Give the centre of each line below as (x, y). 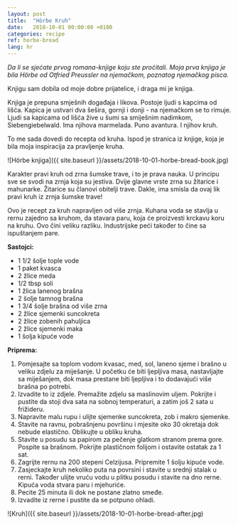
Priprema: (22, 350)
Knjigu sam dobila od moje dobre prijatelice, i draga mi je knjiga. (101, 89)
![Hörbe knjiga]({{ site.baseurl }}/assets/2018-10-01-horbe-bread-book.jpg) (118, 160)
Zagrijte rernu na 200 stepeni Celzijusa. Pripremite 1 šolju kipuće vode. (121, 462)
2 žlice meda (36, 276)
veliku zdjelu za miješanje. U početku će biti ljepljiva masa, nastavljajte (120, 371)
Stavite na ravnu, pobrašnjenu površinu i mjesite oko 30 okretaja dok (118, 424)
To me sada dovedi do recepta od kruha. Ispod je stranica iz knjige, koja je (116, 139)
